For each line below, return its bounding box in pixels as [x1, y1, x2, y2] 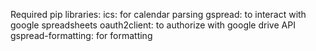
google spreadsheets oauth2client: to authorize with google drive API [10, 19, 296, 31]
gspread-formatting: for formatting [10, 30, 153, 41]
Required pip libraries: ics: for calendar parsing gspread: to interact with [10, 9, 307, 20]
